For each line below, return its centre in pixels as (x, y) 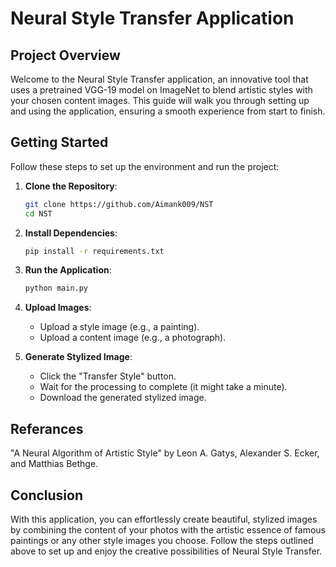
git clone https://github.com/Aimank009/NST (119, 204)
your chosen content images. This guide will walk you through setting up (160, 100)
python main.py (56, 288)
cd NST (38, 213)
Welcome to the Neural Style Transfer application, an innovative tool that (159, 79)
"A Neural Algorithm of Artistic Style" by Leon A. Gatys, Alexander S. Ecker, (165, 453)
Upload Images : (58, 308)
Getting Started (59, 142)
